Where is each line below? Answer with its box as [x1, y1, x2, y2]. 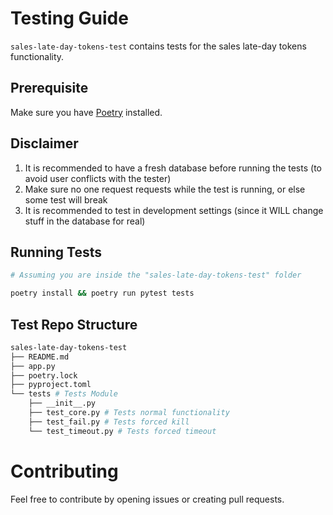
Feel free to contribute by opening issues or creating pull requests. [10, 493, 285, 505]
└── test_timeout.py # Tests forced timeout [28, 426, 217, 436]
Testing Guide [10, 7, 129, 30]
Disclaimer [10, 135, 79, 152]
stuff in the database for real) [24, 215, 146, 227]
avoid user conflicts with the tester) [24, 172, 172, 184]
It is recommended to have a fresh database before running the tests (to [24, 162, 322, 174]
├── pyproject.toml [10, 380, 92, 390]
